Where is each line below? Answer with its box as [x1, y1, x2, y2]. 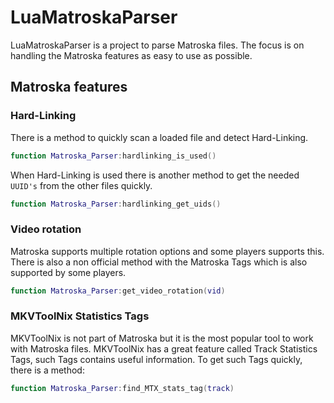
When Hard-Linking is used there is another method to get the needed [10, 169, 300, 181]
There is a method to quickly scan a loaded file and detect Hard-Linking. [10, 131, 309, 143]
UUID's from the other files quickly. [10, 179, 153, 191]
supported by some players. [10, 266, 127, 278]
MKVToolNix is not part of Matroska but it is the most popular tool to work [10, 332, 314, 344]
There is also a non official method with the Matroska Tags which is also [10, 256, 308, 268]
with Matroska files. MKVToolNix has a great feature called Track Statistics [10, 342, 318, 355]
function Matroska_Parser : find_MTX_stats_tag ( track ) [10, 383, 235, 393]
